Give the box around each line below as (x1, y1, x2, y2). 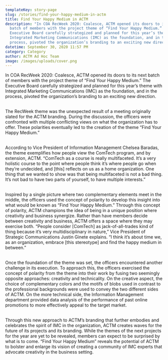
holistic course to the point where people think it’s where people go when (5, 160, 156, 166)
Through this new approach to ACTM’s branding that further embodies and (5, 317, 159, 323)
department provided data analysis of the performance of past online (5, 297, 147, 303)
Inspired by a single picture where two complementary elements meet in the (5, 191, 162, 197)
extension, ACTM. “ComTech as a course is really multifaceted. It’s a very (5, 155, 156, 161)
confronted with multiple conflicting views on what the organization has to (5, 119, 158, 125)
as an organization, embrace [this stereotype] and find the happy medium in (5, 239, 162, 245)
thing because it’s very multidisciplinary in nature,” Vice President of (5, 228, 146, 235)
